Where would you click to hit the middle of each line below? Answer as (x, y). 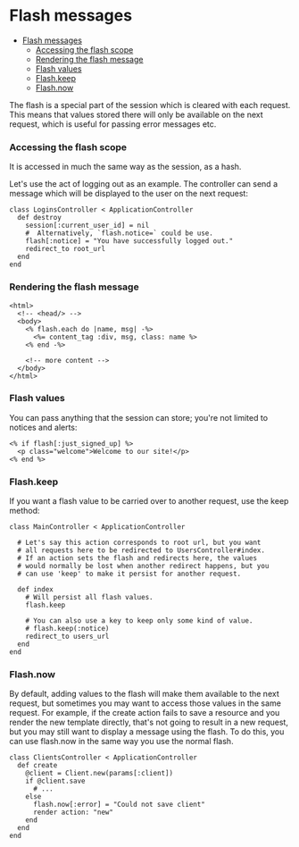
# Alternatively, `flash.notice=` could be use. (120, 233)
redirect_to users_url (67, 637)
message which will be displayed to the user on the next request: (129, 194)
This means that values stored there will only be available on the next (136, 114)
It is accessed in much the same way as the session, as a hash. (125, 167)
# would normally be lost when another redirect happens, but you (143, 566)
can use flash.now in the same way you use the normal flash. (121, 742)
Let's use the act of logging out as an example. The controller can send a (144, 184)
